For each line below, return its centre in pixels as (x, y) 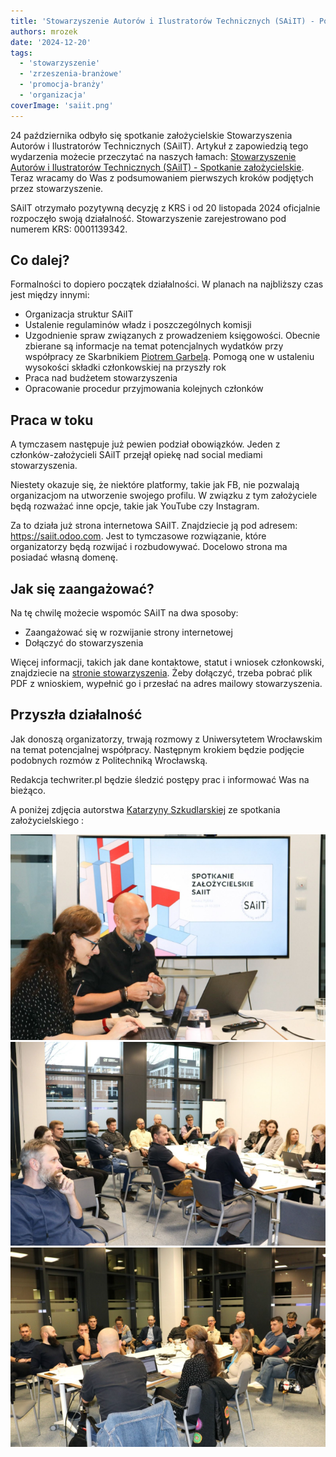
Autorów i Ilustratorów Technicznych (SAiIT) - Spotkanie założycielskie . (157, 167)
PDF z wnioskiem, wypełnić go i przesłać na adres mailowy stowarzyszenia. (166, 684)
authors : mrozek (44, 31)
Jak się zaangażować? (82, 588)
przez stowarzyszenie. (57, 188)
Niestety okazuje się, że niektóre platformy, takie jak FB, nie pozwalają (155, 485)
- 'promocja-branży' (62, 85)
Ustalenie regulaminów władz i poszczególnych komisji (138, 325)
